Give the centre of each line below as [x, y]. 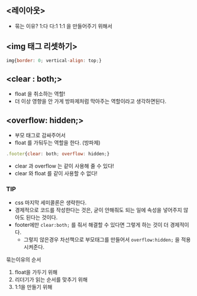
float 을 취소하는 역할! [40, 94]
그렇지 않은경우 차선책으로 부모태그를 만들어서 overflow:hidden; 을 [102, 240]
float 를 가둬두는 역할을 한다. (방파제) [57, 143]
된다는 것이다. [42, 217]
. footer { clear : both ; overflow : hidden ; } [58, 154]
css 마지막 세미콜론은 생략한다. [51, 202]
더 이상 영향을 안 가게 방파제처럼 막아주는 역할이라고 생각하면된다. [91, 101]
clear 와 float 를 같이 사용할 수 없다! [56, 173]
